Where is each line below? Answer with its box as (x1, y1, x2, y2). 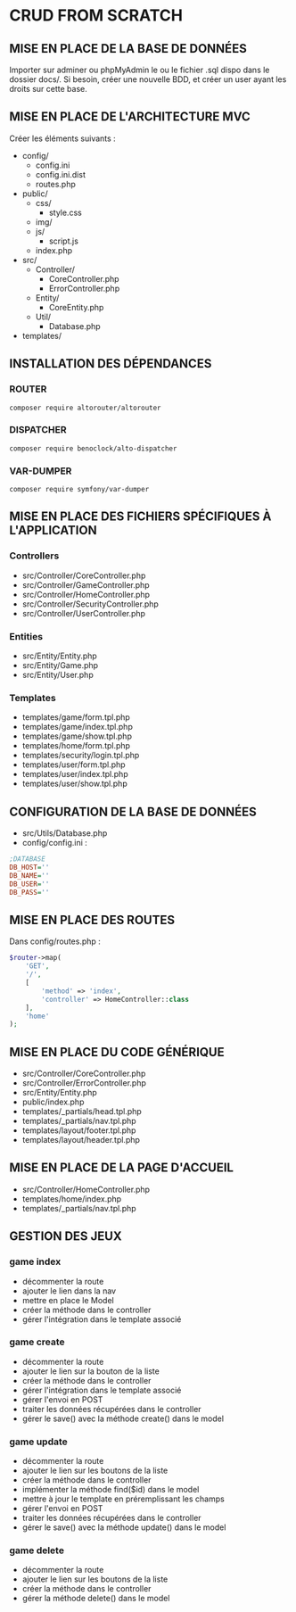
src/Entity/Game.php (21, 660, 99, 671)
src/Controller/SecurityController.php (21, 599, 159, 609)
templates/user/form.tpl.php (21, 759, 127, 770)
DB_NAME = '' (9, 871, 50, 880)
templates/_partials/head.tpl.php (21, 1106, 143, 1117)
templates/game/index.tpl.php (21, 722, 134, 732)
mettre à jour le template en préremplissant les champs (21, 1493, 225, 1504)
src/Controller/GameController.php (21, 579, 150, 590)
